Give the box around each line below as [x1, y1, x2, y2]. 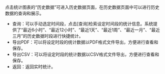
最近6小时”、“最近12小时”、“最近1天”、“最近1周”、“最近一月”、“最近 [23, 27, 160, 33]
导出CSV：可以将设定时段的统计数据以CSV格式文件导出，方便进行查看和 [12, 51, 160, 57]
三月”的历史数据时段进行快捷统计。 [12, 33, 83, 39]
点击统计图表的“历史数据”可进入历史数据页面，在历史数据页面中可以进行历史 [5, 4, 160, 10]
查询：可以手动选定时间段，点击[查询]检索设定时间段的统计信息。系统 [12, 21, 154, 26]
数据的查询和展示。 [5, 10, 44, 16]
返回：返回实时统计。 [12, 64, 55, 70]
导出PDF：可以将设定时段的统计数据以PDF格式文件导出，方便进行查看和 [12, 39, 159, 45]
